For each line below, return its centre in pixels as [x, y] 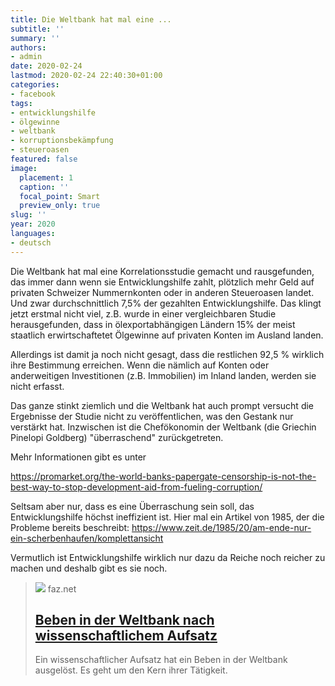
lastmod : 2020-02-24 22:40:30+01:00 [86, 76]
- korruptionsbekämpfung [62, 141]
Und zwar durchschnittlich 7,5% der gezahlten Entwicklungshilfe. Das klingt [166, 303]
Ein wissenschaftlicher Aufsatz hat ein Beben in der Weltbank [161, 660]
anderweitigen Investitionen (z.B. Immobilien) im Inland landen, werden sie [163, 375]
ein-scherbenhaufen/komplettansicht [87, 538]
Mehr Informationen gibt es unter [78, 457]
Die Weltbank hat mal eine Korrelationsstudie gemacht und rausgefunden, [162, 271]
